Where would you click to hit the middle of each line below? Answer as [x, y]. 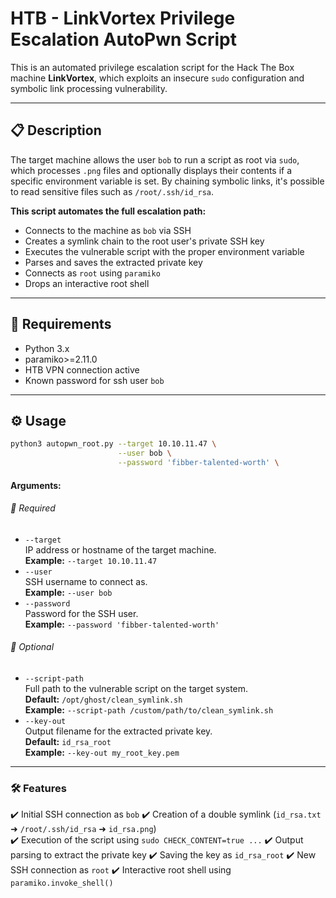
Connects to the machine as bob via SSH [108, 230]
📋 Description [56, 130]
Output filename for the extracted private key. [118, 731]
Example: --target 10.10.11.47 [91, 560]
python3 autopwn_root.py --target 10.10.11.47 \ [113, 444]
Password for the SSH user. [81, 613]
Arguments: [36, 485]
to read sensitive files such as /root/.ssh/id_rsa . [112, 191]
